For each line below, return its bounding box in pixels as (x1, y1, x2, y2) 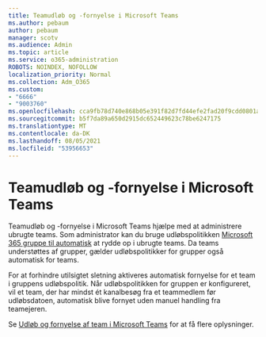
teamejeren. (8, 304, 47, 314)
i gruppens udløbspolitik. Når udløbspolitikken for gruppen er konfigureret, (8, 279, 251, 289)
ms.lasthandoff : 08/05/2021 (8, 136, 101, 145)
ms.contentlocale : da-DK (8, 129, 90, 137)
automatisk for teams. (8, 255, 79, 265)
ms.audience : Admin (8, 41, 73, 49)
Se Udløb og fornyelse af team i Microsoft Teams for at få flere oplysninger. (8, 320, 255, 329)
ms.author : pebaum (8, 19, 69, 27)
